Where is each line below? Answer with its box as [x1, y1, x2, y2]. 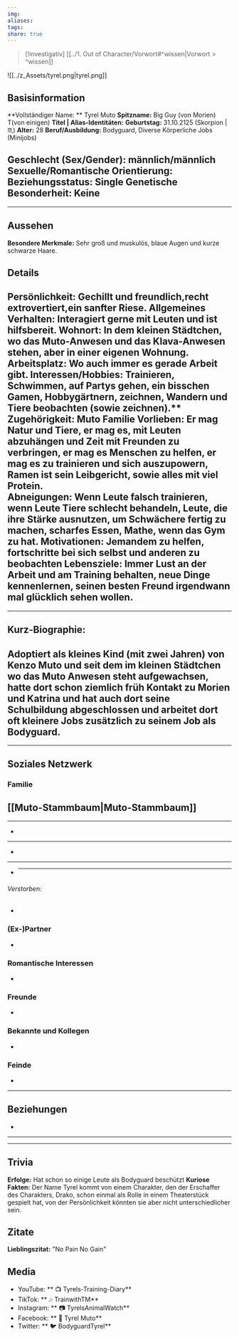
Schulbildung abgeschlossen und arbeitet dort [7, 703, 218, 715]
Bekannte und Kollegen [7, 1026, 90, 1036]
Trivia [7, 1156, 33, 1168]
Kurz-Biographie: [7, 624, 86, 636]
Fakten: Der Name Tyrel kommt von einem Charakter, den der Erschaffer [7, 1183, 221, 1191]
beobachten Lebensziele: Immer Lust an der [7, 558, 207, 570]
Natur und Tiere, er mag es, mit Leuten [7, 424, 181, 436]
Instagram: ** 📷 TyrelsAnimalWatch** [17, 1304, 130, 1312]
